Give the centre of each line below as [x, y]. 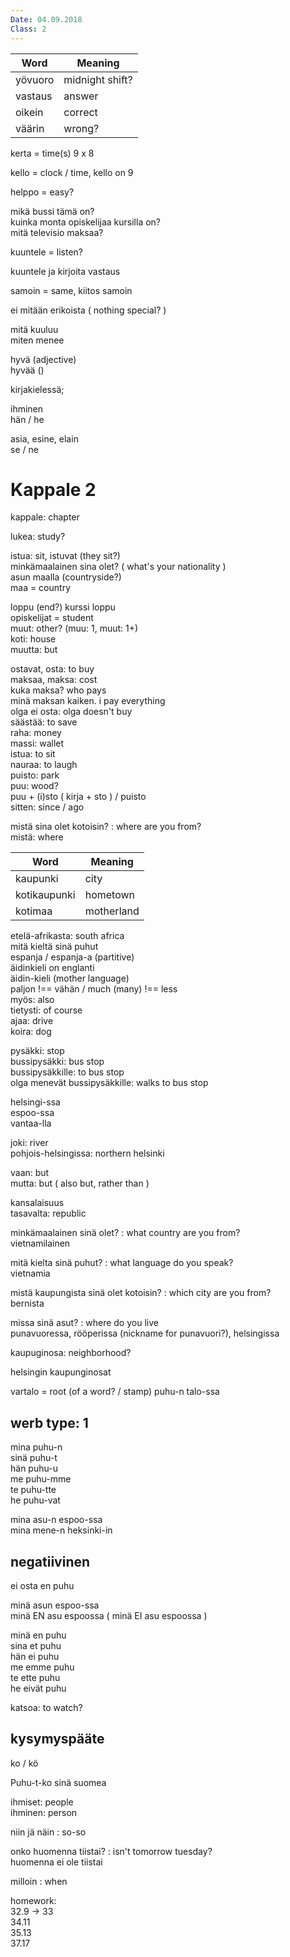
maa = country [41, 588]
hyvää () [27, 370]
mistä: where [37, 837]
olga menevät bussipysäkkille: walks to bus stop [109, 1083]
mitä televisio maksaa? [57, 232]
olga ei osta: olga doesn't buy [71, 712]
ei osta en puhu [42, 1586]
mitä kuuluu [34, 329]
